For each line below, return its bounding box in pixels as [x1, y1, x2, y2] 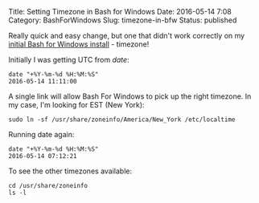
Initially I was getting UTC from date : [8, 55, 130, 64]
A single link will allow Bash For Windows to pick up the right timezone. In [8, 91, 252, 101]
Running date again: [8, 130, 75, 139]
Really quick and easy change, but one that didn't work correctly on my [8, 31, 245, 40]
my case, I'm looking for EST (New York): [8, 100, 145, 109]
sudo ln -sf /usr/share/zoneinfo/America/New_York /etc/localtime [8, 116, 236, 124]
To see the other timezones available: [8, 166, 133, 176]
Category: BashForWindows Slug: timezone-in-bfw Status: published [8, 15, 237, 25]
